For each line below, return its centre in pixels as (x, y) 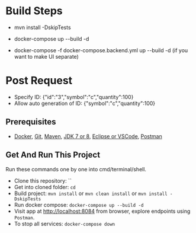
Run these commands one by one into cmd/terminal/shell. (76, 169)
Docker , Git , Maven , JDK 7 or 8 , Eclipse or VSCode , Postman (88, 136)
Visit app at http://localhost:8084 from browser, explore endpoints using (102, 211)
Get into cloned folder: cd (45, 187)
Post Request (39, 81)
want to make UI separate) (46, 56)
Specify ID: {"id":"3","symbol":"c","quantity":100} (74, 97)
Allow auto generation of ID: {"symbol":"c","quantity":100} (85, 103)
